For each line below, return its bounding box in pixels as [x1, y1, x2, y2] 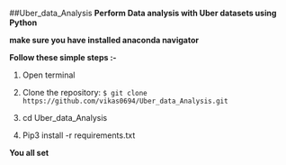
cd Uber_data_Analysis [22, 113, 108, 123]
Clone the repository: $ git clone [22, 87, 148, 97]
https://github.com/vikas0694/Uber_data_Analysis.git [22, 96, 228, 105]
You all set [9, 148, 49, 158]
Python [9, 17, 38, 28]
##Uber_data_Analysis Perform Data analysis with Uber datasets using [9, 8, 277, 18]
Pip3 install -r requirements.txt [22, 130, 136, 141]
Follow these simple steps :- [9, 52, 117, 62]
